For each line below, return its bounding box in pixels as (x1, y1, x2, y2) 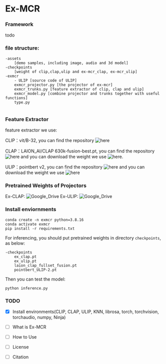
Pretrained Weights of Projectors (5, 182, 86, 189)
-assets (5, 56, 21, 61)
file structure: (5, 44, 39, 51)
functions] (5, 95, 28, 100)
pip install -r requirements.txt (5, 226, 75, 231)
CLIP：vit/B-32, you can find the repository (5, 137, 94, 143)
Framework (5, 21, 33, 28)
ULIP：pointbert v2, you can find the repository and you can (5, 164, 145, 170)
